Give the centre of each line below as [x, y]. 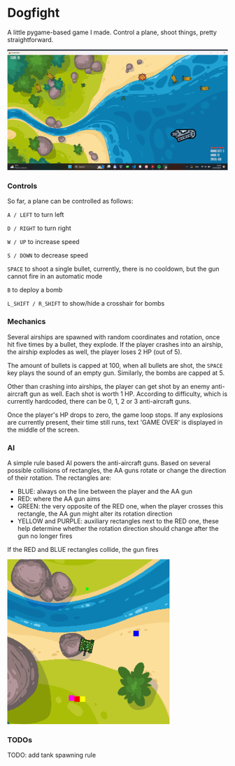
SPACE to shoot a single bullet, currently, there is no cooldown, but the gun [113, 269]
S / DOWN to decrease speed [48, 255]
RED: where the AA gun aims [59, 499]
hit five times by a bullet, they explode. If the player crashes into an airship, [115, 344]
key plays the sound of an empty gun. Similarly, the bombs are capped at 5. [116, 373]
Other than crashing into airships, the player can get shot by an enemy [109, 386]
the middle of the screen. [43, 430]
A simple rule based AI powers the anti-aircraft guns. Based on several [109, 462]
